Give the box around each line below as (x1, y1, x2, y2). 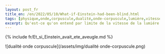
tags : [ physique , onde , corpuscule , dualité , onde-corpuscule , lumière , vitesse (5, 16, 162, 21)
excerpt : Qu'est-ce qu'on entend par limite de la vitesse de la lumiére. (5, 20, 162, 26)
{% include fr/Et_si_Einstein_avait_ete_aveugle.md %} (5, 34, 113, 40)
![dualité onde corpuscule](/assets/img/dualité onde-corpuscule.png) (5, 43, 146, 49)
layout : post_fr (5, 7, 38, 12)
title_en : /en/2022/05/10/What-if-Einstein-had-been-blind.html (5, 12, 139, 17)
